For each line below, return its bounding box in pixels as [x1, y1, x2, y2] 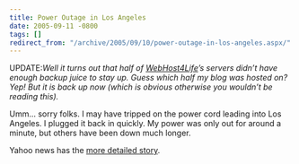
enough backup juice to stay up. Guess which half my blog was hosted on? [9, 73, 288, 83]
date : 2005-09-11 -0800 [9, 22, 99, 30]
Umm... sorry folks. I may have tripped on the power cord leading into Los [9, 108, 282, 119]
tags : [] [9, 30, 42, 39]
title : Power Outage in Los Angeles [9, 13, 146, 22]
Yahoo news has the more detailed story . [9, 145, 161, 156]
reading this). [9, 91, 59, 102]
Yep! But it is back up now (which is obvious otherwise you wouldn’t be [9, 82, 273, 92]
